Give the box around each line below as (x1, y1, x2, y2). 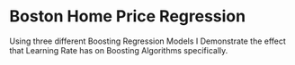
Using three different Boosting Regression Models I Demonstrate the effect (9, 36, 286, 46)
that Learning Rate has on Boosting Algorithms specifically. (9, 45, 228, 55)
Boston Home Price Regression (9, 6, 246, 27)
